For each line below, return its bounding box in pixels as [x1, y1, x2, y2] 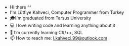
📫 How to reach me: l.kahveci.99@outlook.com [9, 35, 108, 41]
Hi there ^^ [9, 4, 32, 10]
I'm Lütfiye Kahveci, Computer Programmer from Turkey [9, 9, 125, 15]
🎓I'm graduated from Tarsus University [9, 15, 91, 21]
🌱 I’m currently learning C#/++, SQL [9, 30, 83, 35]
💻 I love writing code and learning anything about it [9, 22, 115, 28]
